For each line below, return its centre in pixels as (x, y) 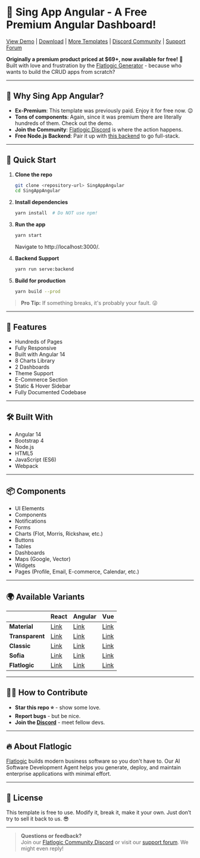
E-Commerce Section (41, 379)
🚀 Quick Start (31, 160)
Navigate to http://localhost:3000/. (57, 247)
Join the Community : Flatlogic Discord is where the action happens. (99, 129)
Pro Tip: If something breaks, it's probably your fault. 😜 (89, 302)
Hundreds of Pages (38, 341)
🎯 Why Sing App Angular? (55, 96)
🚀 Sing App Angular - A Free (77, 12)
